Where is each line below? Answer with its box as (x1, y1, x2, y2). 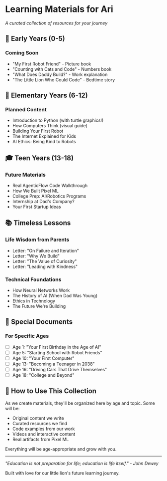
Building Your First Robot (12, 128, 64, 134)
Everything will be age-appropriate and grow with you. (5, 446, 117, 452)
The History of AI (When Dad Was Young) (12, 292, 98, 298)
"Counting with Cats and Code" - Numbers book (12, 66, 112, 72)
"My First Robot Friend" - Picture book (12, 61, 91, 67)
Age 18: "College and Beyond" (12, 372, 75, 378)
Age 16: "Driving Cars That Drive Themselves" (12, 366, 107, 372)
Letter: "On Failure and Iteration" (12, 247, 80, 253)
